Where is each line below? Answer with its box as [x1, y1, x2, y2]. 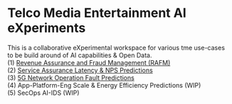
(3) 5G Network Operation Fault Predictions [7, 73, 135, 82]
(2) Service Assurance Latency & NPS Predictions [7, 66, 153, 74]
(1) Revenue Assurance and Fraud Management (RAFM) [7, 58, 171, 67]
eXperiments [7, 20, 86, 36]
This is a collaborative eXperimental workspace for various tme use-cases [7, 43, 226, 52]
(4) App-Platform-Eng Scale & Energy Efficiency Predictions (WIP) [7, 81, 201, 89]
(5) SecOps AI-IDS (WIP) [7, 88, 80, 97]
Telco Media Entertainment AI [7, 5, 186, 21]
